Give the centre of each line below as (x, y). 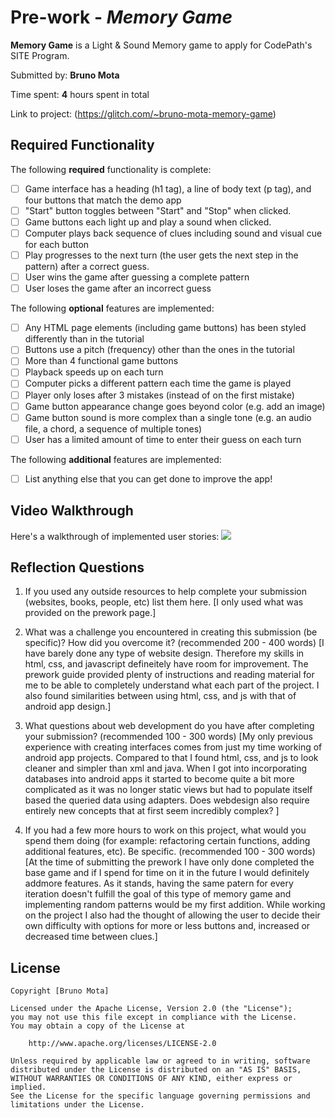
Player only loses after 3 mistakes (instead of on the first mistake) (159, 395)
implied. (28, 1087)
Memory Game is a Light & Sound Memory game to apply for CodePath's (161, 45)
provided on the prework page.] (90, 613)
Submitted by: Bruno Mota (65, 75)
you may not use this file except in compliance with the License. (154, 1017)
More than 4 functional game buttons (101, 361)
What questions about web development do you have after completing (169, 726)
